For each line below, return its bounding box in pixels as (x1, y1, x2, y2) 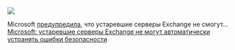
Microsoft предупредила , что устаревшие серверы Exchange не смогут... (7, 20, 229, 28)
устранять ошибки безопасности (7, 35, 108, 43)
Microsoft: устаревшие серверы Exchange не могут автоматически (7, 27, 211, 36)
